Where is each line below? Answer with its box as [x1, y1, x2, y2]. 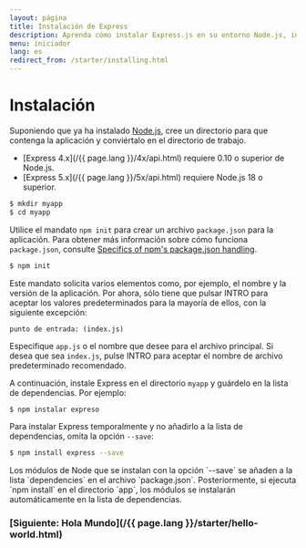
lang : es [9, 47, 43, 57]
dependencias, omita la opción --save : [9, 430, 155, 442]
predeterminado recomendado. [9, 359, 127, 370]
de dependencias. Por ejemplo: [9, 387, 127, 398]
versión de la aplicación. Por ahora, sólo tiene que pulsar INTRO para [9, 287, 269, 298]
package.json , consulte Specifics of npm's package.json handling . [9, 243, 258, 254]
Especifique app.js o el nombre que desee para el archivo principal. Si [9, 340, 274, 351]
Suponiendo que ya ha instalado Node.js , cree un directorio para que [9, 125, 269, 136]
